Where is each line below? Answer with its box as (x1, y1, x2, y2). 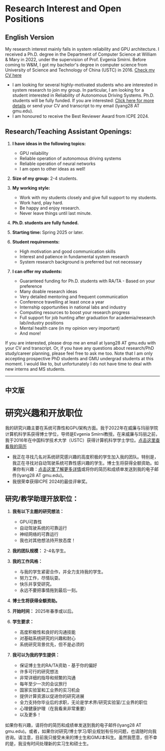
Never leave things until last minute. (19, 210, 92, 216)
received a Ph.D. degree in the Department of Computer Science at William (5, 51, 157, 57)
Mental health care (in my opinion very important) (19, 325, 120, 331)
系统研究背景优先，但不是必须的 (19, 641, 84, 647)
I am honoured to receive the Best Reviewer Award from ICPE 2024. (12, 113, 149, 119)
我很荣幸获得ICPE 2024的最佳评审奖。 (12, 478, 90, 484)
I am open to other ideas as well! (19, 166, 85, 171)
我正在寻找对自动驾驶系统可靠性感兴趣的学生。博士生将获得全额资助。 (12, 460, 155, 466)
